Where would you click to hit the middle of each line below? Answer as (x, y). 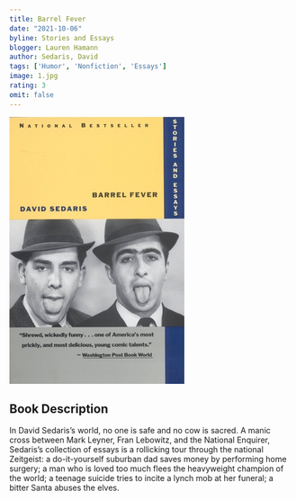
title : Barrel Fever (48, 19)
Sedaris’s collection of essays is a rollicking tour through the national (136, 450)
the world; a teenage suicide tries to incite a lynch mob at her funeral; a (142, 478)
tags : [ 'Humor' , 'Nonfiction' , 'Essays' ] (88, 67)
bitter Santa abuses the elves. (64, 488)
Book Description (59, 409)
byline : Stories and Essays (62, 38)
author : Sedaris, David (54, 57)
